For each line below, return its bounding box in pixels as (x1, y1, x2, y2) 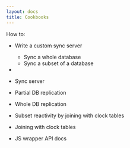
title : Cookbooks (6, 14, 49, 20)
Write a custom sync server (14, 42, 83, 49)
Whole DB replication (14, 100, 67, 107)
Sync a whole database (23, 53, 81, 60)
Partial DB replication (14, 89, 66, 96)
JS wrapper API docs (14, 134, 67, 142)
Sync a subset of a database (23, 60, 94, 67)
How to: (6, 30, 26, 37)
